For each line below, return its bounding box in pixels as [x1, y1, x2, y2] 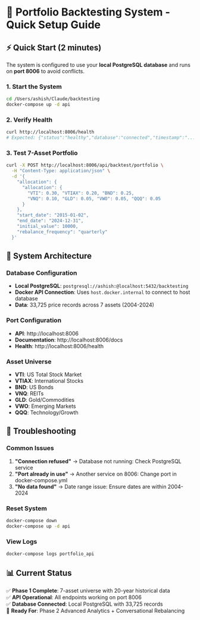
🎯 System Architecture [6, 251, 92, 261]
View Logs [6, 537, 37, 545]
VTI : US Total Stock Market [14, 371, 82, 378]
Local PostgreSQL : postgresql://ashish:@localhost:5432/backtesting [14, 283, 189, 290]
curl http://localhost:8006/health [6, 129, 95, 135]
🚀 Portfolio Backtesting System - [6, 5, 171, 19]
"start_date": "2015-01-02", [17, 212, 89, 218]
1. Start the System [6, 82, 62, 91]
